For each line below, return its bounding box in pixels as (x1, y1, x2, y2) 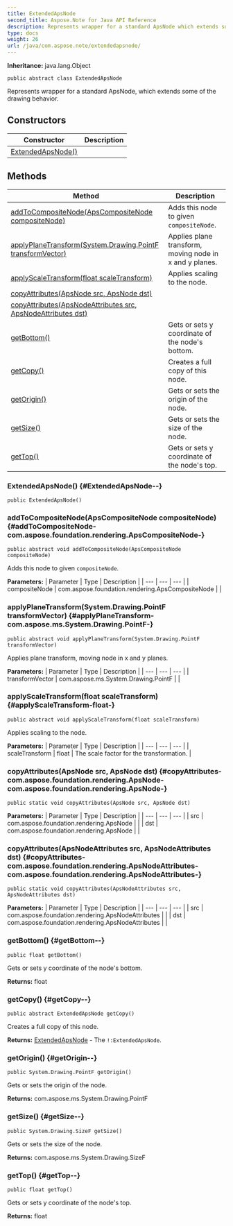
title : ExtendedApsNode (7, 10, 76, 17)
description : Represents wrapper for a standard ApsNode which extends (7, 23, 218, 30)
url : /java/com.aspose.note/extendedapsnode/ (7, 42, 141, 49)
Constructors (7, 114, 67, 126)
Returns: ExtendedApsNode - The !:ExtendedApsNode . (7, 1036, 162, 1044)
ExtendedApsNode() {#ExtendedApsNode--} (7, 481, 163, 491)
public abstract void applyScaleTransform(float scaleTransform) (7, 716, 200, 723)
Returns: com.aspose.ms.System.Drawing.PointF (7, 1094, 148, 1103)
